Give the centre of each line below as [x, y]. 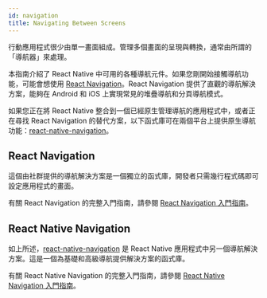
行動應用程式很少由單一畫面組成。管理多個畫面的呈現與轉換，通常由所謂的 [130, 47]
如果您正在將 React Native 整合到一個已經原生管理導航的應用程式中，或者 [128, 110]
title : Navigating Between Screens [67, 23]
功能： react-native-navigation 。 [61, 130]
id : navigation [33, 16]
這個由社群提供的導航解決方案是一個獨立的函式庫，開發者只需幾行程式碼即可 [133, 176]
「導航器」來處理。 [40, 57]
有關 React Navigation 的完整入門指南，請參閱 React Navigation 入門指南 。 [130, 203]
